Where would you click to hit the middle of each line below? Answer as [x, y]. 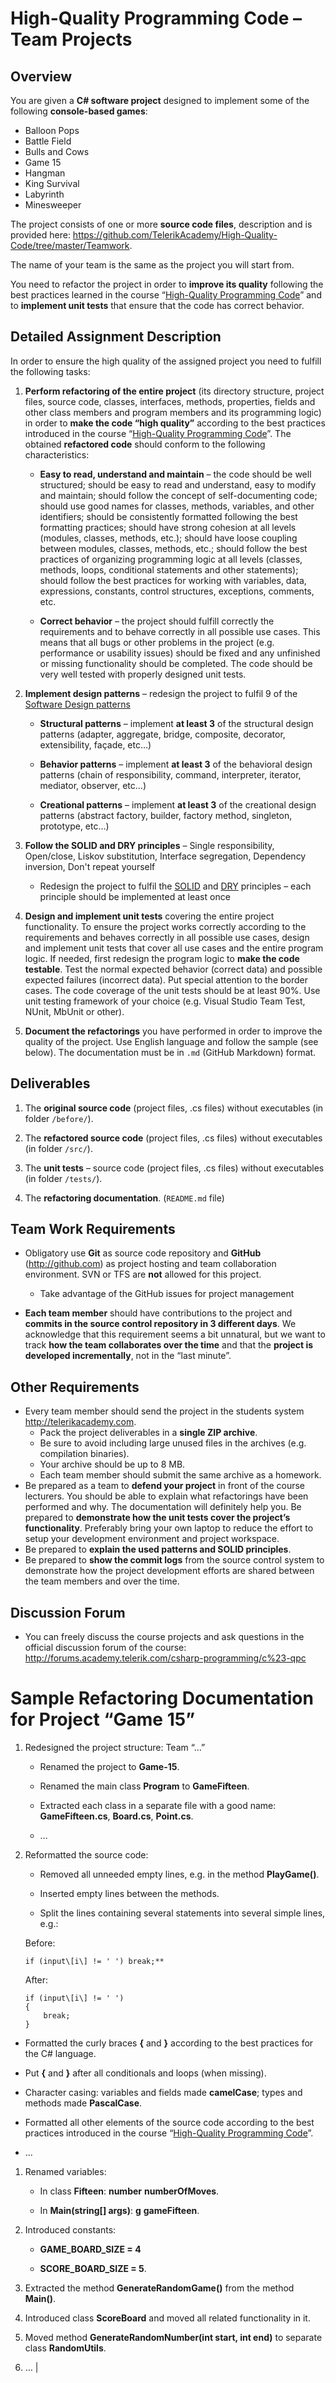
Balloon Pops [52, 130]
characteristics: [57, 454]
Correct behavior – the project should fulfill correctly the [157, 621]
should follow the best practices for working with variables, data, [173, 580]
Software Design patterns [77, 704]
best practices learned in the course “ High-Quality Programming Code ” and [166, 295]
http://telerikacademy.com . [80, 1422]
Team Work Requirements [93, 1229]
